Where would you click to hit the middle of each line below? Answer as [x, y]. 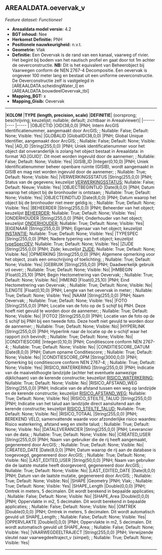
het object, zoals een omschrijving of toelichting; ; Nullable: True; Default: [78, 259]
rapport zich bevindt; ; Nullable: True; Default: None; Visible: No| [69, 336]
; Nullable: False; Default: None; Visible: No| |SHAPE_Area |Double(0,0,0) [77, 496]
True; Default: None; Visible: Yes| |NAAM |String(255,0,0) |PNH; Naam [75, 295]
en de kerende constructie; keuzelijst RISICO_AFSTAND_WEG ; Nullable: [76, 393]
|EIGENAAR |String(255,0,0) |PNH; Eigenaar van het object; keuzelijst [74, 228]
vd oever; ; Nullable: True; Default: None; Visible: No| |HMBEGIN [69, 270]
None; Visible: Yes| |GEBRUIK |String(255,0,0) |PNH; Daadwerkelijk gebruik [80, 264]
